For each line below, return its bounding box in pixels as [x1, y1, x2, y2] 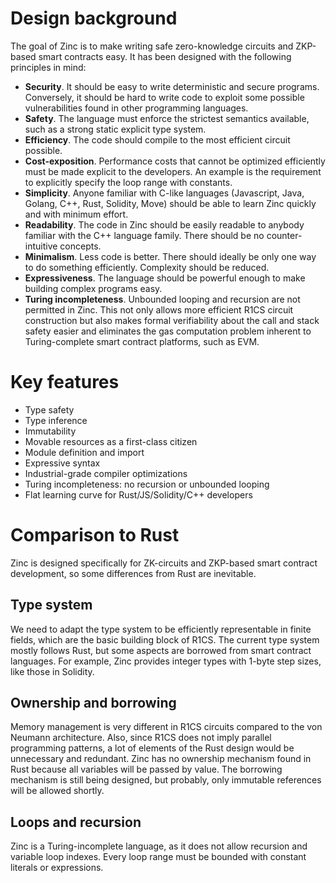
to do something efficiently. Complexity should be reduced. [24, 261, 270, 273]
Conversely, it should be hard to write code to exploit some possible [24, 91, 305, 103]
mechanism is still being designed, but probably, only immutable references [10, 774, 322, 786]
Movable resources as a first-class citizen [24, 435, 198, 447]
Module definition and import [24, 446, 145, 458]
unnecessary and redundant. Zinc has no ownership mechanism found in [10, 753, 312, 765]
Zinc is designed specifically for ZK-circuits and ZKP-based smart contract [10, 557, 318, 569]
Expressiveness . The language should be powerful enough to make [24, 272, 306, 284]
